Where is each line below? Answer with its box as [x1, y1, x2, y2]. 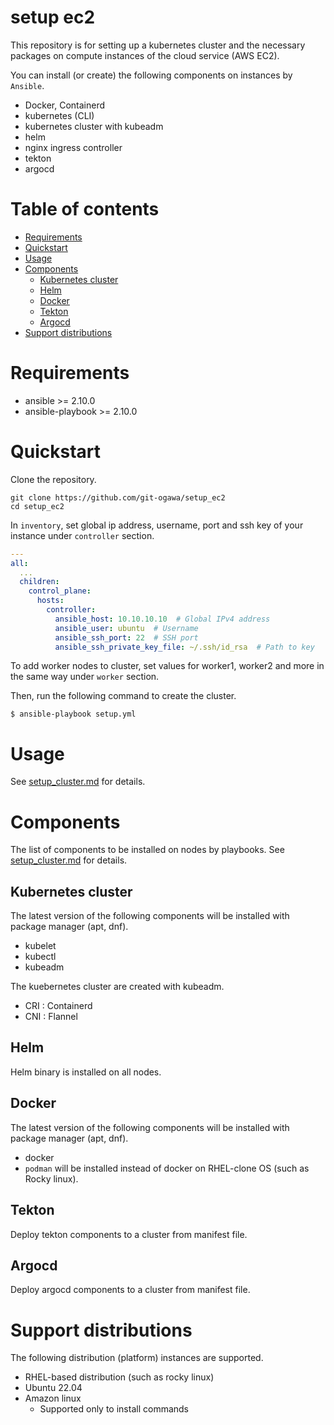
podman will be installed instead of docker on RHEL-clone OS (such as [24, 1162, 310, 1174]
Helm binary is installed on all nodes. [10, 1066, 162, 1078]
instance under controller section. [10, 529, 155, 541]
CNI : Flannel [24, 1011, 78, 1023]
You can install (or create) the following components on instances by [10, 69, 293, 81]
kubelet [24, 940, 57, 952]
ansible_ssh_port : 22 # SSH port [54, 632, 199, 643]
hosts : [36, 596, 65, 606]
